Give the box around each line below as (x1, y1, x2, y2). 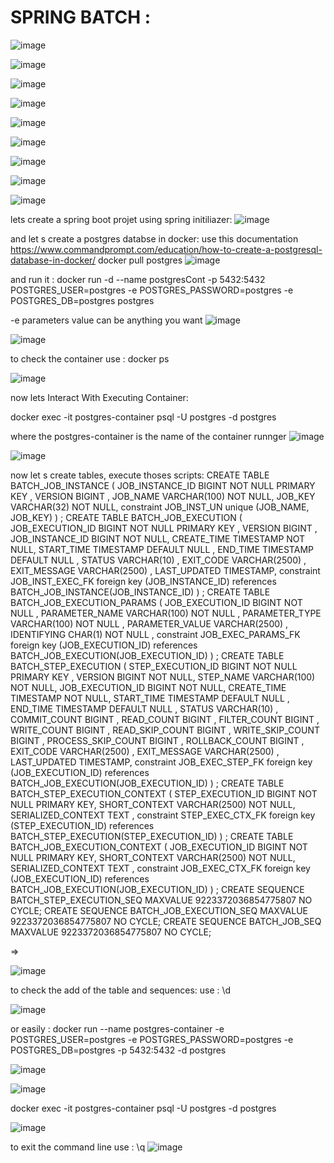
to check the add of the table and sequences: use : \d (10, 984, 232, 996)
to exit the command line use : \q (10, 1141, 146, 1153)
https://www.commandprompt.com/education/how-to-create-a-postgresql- (10, 243, 323, 255)
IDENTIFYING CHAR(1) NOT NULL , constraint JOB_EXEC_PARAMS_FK (10, 628, 301, 640)
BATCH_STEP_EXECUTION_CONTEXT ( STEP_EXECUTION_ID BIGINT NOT (10, 787, 318, 800)
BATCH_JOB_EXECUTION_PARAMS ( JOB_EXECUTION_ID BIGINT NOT (10, 596, 303, 608)
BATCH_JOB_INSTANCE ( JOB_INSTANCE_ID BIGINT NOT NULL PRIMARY (10, 479, 316, 491)
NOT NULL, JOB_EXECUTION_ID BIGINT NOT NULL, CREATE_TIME (10, 681, 287, 693)
